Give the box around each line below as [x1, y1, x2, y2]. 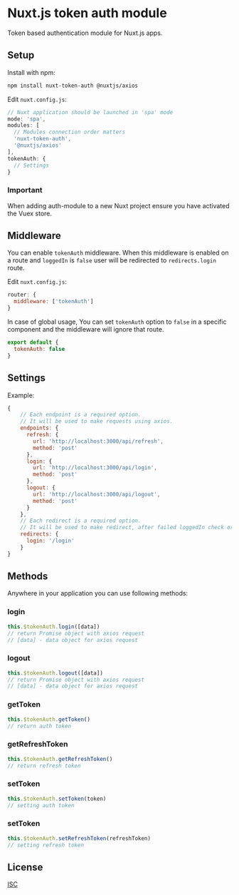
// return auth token [7, 722, 72, 730]
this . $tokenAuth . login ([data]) [7, 623, 100, 630]
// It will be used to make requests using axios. [20, 418, 174, 425]
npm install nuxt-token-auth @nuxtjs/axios [7, 82, 139, 89]
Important [7, 185, 43, 195]
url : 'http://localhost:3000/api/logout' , [33, 491, 161, 498]
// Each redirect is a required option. [20, 517, 142, 525]
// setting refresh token [7, 842, 84, 849]
